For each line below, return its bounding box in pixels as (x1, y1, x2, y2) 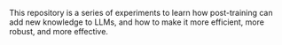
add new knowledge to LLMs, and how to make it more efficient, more (9, 17, 264, 27)
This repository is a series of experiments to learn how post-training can (9, 8, 273, 18)
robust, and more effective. (9, 26, 109, 36)
